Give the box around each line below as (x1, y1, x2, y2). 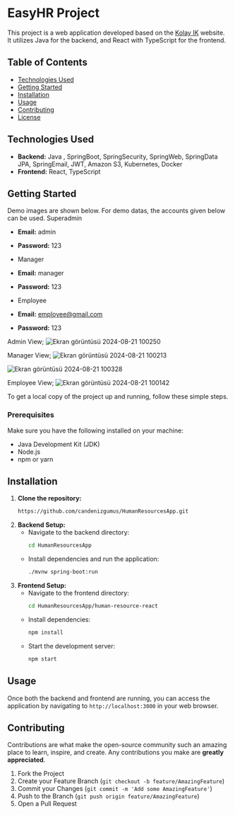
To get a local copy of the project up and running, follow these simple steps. (7, 392, 229, 401)
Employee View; (7, 379, 54, 387)
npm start (28, 655, 58, 663)
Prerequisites (7, 410, 54, 420)
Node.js (17, 448, 41, 456)
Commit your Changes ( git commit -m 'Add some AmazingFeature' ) (17, 785, 213, 793)
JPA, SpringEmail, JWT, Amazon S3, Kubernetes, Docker (17, 159, 183, 168)
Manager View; (7, 351, 52, 360)
